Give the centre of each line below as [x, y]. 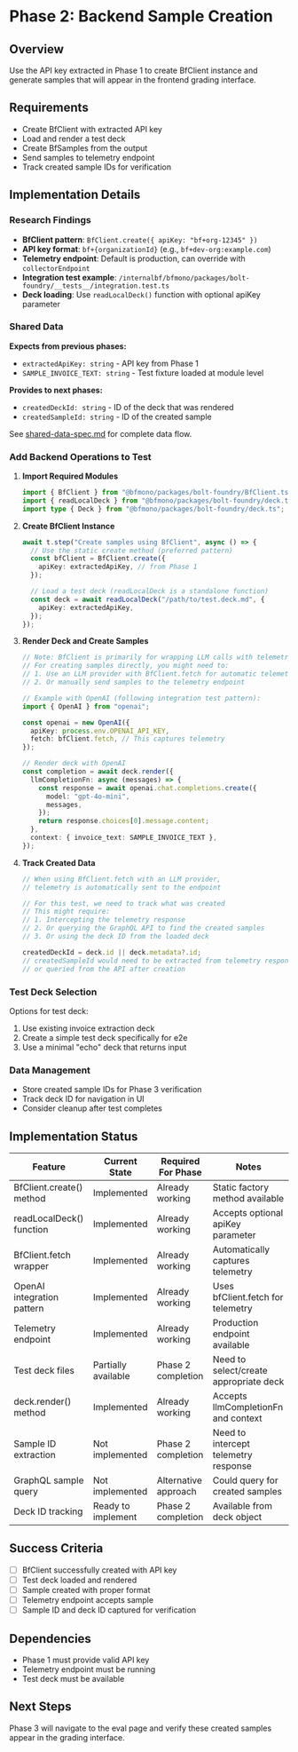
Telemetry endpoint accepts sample [87, 1600]
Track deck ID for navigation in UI [83, 1099]
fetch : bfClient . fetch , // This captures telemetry [128, 739]
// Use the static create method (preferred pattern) [132, 551]
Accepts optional [248, 1213]
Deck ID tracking [48, 1511]
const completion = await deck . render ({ [98, 772]
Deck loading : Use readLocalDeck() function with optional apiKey [141, 294]
